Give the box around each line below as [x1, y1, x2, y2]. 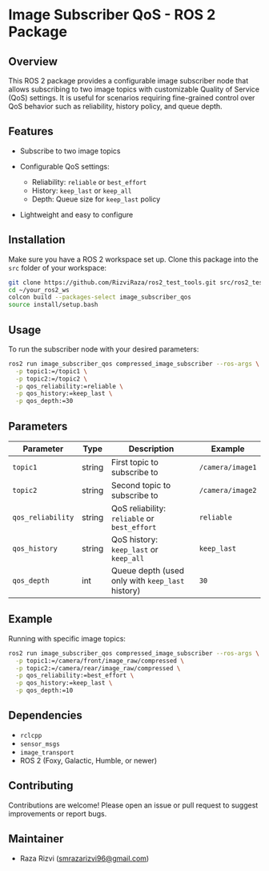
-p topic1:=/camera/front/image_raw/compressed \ [15, 657, 184, 665]
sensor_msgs [19, 740, 60, 748]
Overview [8, 55, 58, 68]
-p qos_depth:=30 [15, 397, 74, 405]
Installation [8, 233, 66, 246]
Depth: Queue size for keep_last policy [31, 194, 161, 204]
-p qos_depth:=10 [15, 686, 74, 695]
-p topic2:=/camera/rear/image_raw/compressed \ [15, 664, 181, 672]
